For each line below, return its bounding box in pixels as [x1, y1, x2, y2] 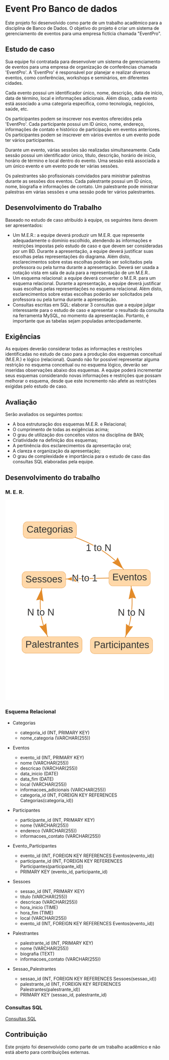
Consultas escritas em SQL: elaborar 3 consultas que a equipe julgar [12, 301, 155, 308]
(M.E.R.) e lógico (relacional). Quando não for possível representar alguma [5, 356, 160, 362]
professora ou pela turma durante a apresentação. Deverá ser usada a [12, 264, 159, 270]
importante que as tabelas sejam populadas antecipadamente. [12, 317, 142, 324]
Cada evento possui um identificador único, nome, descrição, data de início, [5, 89, 164, 96]
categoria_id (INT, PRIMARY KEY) [20, 729, 90, 735]
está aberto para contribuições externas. [5, 1049, 90, 1055]
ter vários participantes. [5, 137, 55, 143]
